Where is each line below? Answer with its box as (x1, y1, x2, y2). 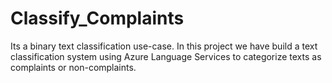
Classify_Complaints (10, 7, 185, 30)
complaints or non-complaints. (10, 61, 137, 73)
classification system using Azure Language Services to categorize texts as (10, 50, 322, 62)
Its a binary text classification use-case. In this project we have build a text (10, 40, 318, 52)
